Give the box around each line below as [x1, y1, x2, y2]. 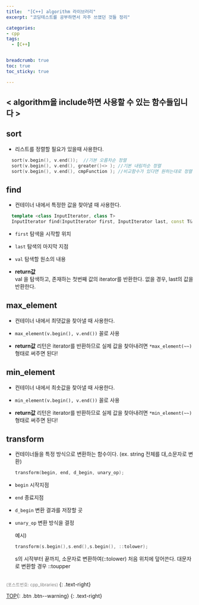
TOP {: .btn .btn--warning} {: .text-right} [6, 593, 103, 600]
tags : [6, 36, 20, 42]
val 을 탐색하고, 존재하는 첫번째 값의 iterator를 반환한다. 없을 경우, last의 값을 [14, 276, 194, 283]
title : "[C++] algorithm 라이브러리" [6, 8, 96, 15]
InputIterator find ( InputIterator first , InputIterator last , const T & [11, 219, 193, 225]
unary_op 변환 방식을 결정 [14, 519, 75, 527]
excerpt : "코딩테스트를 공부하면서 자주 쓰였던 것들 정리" [6, 14, 131, 20]
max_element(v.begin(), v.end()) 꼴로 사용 [14, 329, 120, 336]
